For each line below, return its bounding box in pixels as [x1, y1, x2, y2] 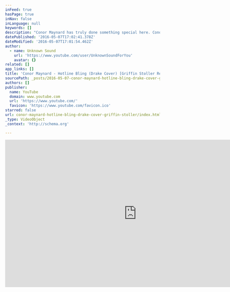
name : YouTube [9, 89, 38, 94]
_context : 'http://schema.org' [5, 121, 69, 126]
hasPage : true [5, 12, 34, 17]
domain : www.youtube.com [9, 94, 60, 99]
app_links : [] [5, 67, 34, 72]
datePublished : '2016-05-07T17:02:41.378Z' [5, 35, 96, 40]
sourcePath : [5, 76, 29, 81]
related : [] [5, 62, 29, 67]
